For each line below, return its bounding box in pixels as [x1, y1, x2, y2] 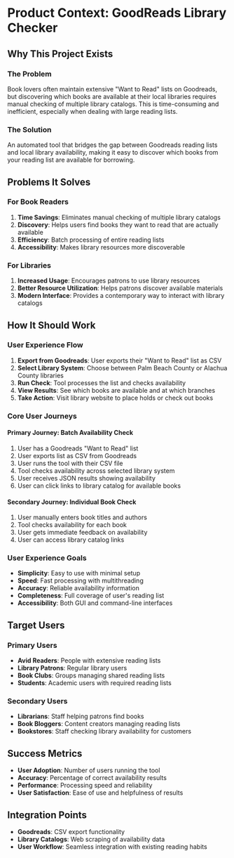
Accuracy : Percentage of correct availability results [17, 774, 167, 782]
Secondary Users [7, 696, 68, 706]
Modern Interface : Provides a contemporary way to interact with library [17, 292, 225, 300]
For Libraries [7, 260, 51, 270]
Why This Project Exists [7, 48, 113, 60]
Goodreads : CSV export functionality [17, 828, 125, 836]
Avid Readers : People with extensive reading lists [17, 656, 161, 665]
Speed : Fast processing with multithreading [17, 576, 144, 585]
